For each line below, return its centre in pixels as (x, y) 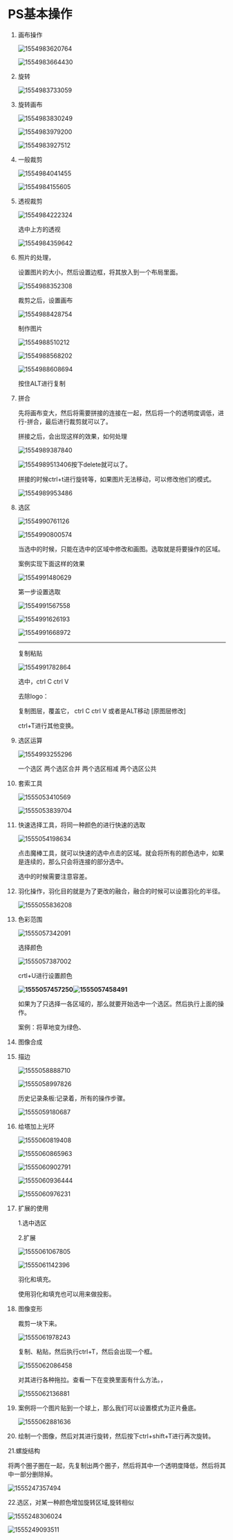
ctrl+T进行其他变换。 (48, 726)
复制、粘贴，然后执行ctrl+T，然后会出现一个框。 (87, 1351)
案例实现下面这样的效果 (51, 563)
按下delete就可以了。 (101, 464)
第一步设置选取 (39, 592)
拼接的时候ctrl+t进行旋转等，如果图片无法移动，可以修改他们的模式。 (116, 479)
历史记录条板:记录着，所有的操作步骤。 (73, 1098)
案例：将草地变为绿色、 (51, 1027)
